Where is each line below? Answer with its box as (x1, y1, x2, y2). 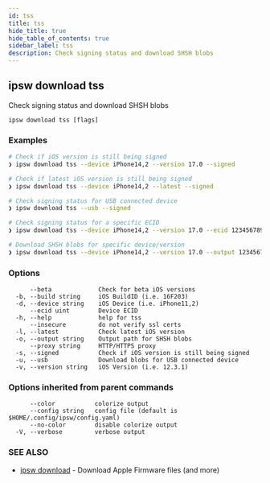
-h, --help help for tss (15, 314, 142, 322)
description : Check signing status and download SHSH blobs (8, 49, 215, 57)
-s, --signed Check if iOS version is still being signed (15, 349, 250, 357)
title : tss (8, 19, 45, 27)
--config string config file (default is (29, 407, 178, 415)
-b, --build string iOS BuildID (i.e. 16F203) (15, 293, 189, 301)
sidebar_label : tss (8, 42, 74, 50)
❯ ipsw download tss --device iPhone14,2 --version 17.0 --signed (8, 160, 235, 168)
